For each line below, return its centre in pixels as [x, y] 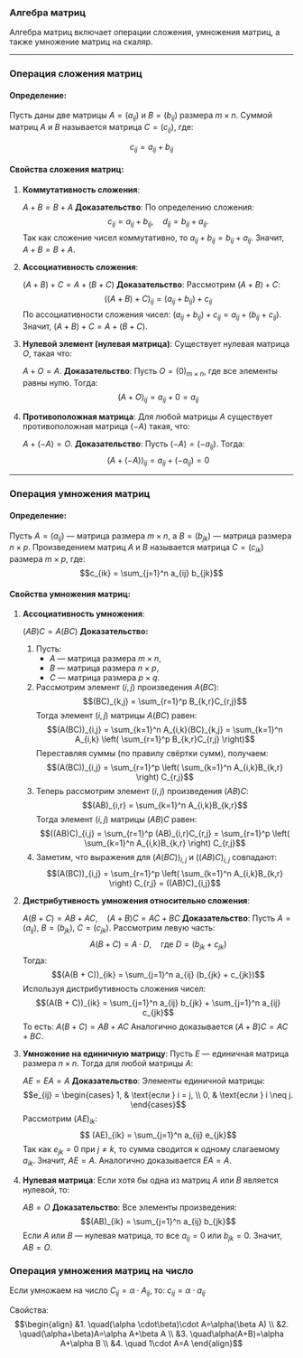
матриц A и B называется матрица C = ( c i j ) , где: [101, 128]
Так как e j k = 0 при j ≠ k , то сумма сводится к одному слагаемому [151, 1150]
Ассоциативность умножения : [83, 614]
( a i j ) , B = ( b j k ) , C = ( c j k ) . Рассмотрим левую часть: [119, 929]
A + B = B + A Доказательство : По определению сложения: [138, 207]
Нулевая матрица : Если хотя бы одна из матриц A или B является [151, 1180]
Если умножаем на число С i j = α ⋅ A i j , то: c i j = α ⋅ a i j [107, 1291]
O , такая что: [47, 353]
